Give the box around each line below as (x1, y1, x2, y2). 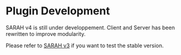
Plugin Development (5, 4, 111, 18)
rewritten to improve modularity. (5, 30, 86, 37)
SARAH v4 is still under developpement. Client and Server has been (5, 24, 176, 31)
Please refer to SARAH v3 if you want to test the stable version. (5, 42, 164, 49)
